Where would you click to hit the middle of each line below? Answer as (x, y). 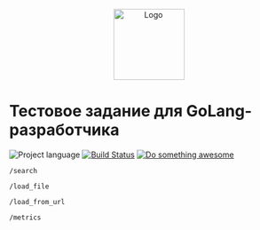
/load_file (29, 186)
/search (24, 171)
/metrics (25, 218)
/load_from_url (37, 202)
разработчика (64, 130)
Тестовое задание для (96, 111)
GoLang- (219, 111)
